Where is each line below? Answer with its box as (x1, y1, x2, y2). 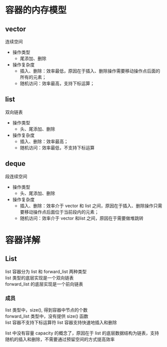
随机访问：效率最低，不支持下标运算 (19, 144, 95, 150)
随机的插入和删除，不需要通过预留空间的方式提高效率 (5, 336, 115, 342)
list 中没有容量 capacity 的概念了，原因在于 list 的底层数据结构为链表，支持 (5, 330, 159, 336)
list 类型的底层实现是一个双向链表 (5, 275, 74, 281)
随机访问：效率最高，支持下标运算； (19, 80, 95, 86)
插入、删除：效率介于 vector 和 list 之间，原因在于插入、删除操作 (19, 203, 153, 209)
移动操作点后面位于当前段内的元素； (24, 209, 99, 215)
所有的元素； (19, 74, 46, 80)
